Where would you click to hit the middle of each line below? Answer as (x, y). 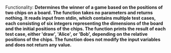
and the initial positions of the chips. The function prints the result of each (86, 29)
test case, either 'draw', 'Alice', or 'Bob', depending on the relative (77, 34)
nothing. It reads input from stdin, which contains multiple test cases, (80, 18)
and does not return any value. (39, 45)
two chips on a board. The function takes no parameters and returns (79, 13)
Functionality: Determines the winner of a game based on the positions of (84, 7)
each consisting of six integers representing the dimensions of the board (84, 23)
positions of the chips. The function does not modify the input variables (83, 39)
